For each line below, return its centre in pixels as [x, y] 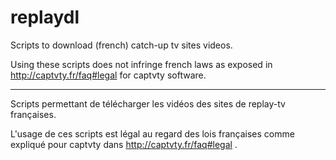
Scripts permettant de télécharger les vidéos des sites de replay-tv [148, 103]
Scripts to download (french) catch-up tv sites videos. [121, 45]
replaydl [45, 17]
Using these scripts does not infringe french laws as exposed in [141, 64]
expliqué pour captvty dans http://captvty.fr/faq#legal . [124, 144]
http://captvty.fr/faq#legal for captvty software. [108, 75]
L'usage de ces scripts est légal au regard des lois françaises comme [152, 133]
